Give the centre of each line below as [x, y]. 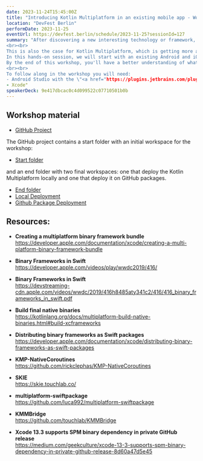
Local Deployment [37, 196]
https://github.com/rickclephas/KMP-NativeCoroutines [83, 366]
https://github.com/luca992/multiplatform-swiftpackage [85, 402]
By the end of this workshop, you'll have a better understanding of [96, 62]
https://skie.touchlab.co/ [46, 384]
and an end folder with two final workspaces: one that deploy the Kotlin [95, 171]
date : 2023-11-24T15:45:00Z [42, 12]
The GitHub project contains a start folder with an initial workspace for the [98, 141]
